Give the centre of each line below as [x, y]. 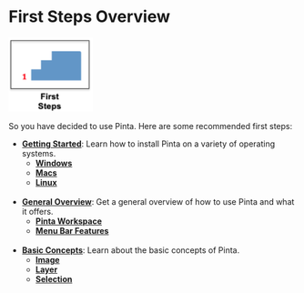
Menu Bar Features [72, 230]
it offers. [37, 211]
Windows [54, 163]
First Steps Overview [89, 17]
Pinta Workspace [68, 221]
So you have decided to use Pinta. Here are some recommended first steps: [151, 126]
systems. [39, 153]
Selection [54, 278]
